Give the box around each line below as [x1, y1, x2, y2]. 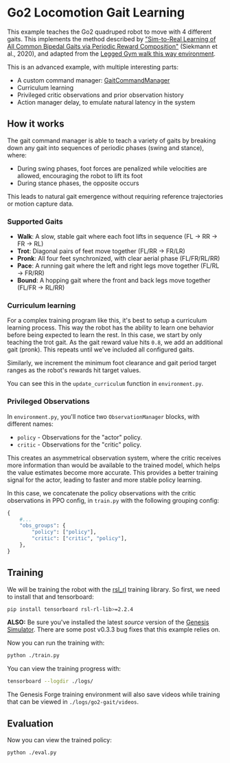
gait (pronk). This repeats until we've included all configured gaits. [7, 345, 194, 354]
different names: [7, 420, 54, 428]
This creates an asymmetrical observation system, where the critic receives [7, 453, 222, 462]
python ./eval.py [7, 749, 57, 756]
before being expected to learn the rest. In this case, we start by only [7, 331, 203, 339]
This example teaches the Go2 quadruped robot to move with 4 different [7, 28, 212, 36]
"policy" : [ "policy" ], [32, 528, 97, 536]
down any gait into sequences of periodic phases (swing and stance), [7, 143, 205, 152]
